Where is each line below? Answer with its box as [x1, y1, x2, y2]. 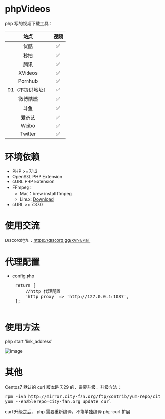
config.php [12, 273, 35, 279]
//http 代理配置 [25, 288, 61, 294]
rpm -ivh [5, 393, 26, 399]
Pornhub [18, 77, 38, 84]
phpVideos [5, 3, 51, 15]
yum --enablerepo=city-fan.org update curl [5, 398, 111, 404]
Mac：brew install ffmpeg [19, 190, 72, 196]
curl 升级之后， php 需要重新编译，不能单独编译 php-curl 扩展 [5, 408, 131, 414]
